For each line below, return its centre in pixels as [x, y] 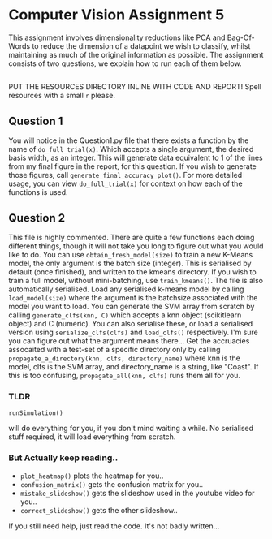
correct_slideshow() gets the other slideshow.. [99, 510]
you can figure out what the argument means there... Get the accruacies [129, 341]
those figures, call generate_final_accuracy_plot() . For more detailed [125, 175]
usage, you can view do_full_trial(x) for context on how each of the [125, 183]
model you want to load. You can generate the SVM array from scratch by [132, 306]
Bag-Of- [241, 37]
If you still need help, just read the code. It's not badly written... [114, 526]
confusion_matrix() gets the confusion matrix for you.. [112, 484]
